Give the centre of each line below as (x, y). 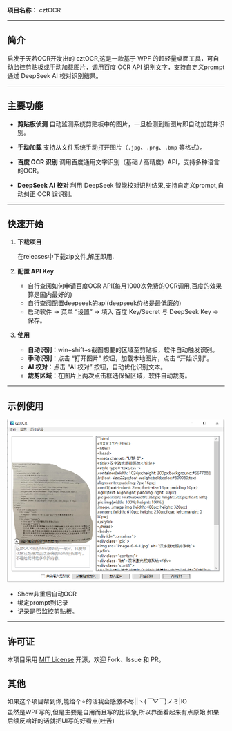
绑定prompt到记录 (43, 603)
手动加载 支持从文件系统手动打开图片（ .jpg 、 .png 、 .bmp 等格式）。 (112, 147)
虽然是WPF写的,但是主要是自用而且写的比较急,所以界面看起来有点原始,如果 (113, 712)
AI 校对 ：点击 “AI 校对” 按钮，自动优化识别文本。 (97, 367)
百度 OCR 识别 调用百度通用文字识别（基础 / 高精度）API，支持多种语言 (118, 162)
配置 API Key (35, 271)
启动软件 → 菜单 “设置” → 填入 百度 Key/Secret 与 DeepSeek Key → (123, 312)
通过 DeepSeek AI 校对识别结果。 (55, 75)
